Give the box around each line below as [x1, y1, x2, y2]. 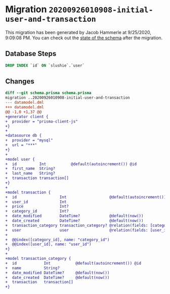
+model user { [5, 157, 35, 162]
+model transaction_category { [5, 256, 71, 261]
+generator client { [5, 114, 49, 119]
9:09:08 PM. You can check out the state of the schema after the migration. [5, 35, 163, 41]
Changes [5, 77, 34, 86]
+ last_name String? [5, 171, 56, 176]
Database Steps [5, 49, 57, 58]
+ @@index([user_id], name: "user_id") [5, 242, 92, 247]
